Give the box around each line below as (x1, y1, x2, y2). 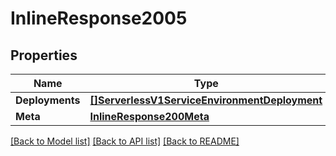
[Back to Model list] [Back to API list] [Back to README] (10, 135, 240, 147)
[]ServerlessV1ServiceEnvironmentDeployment (89, 93, 323, 107)
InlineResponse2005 (10, 7, 188, 30)
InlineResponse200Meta (89, 110, 210, 123)
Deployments (15, 93, 81, 107)
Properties (10, 47, 78, 64)
